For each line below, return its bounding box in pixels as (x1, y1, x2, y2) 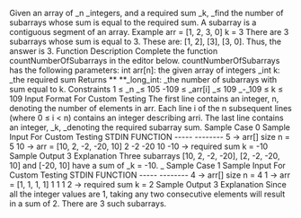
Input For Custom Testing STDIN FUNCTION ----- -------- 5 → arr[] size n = (9, 132, 290, 142)
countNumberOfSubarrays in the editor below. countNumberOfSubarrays (9, 56, 280, 65)
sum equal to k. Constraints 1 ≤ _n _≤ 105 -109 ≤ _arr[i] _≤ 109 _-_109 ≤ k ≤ (9, 84, 284, 94)
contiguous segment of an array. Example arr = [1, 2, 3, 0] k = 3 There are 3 (9, 27, 289, 37)
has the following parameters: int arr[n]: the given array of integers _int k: (9, 65, 280, 75)
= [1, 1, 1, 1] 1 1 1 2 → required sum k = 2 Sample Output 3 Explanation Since (9, 179, 288, 189)
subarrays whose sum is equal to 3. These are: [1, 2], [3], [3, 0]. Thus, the (9, 36, 281, 47)
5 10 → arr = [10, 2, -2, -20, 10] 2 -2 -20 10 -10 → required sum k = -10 (9, 141, 269, 152)
